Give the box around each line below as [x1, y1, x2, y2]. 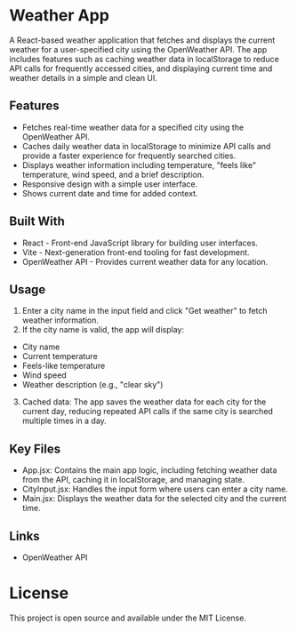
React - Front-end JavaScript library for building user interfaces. [21, 237, 258, 248]
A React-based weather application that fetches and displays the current [9, 35, 276, 45]
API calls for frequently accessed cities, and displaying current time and [9, 63, 273, 74]
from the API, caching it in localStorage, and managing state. [21, 475, 245, 485]
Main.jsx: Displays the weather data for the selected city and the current [21, 493, 287, 504]
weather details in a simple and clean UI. [9, 72, 158, 83]
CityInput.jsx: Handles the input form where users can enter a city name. [21, 484, 289, 494]
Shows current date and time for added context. [21, 188, 198, 198]
